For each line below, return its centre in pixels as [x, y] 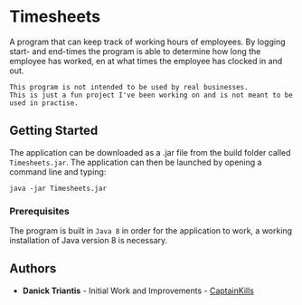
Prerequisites [39, 211]
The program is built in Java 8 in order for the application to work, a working [151, 231]
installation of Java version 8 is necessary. [89, 241]
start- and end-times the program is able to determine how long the [135, 51]
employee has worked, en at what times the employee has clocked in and [146, 61]
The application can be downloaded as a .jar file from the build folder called [150, 152]
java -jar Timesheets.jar [58, 188]
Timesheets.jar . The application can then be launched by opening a [136, 162]
